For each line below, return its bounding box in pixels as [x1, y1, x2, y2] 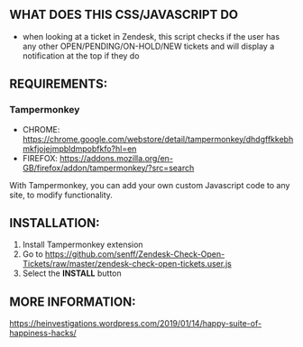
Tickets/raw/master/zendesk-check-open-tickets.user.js [22, 259, 232, 269]
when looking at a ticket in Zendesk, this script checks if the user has [22, 31, 280, 41]
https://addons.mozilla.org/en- [60, 152, 174, 163]
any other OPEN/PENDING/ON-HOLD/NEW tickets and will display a [22, 41, 275, 51]
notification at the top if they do [22, 50, 140, 61]
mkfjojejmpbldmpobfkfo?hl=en [22, 143, 137, 154]
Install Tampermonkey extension [22, 239, 143, 251]
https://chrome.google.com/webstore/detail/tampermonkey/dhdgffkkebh [22, 133, 294, 144]
